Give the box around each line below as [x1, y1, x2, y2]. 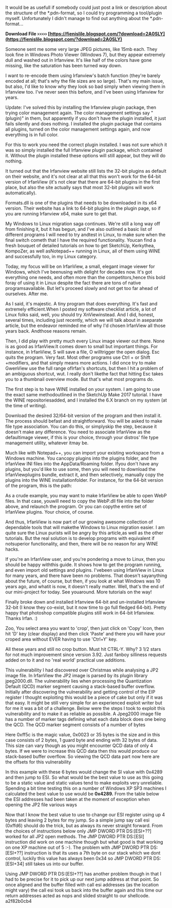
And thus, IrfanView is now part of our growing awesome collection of [5, 519, 153, 525]
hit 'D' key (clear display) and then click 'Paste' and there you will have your [5, 631, 166, 637]
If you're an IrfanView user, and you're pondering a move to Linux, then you [5, 556, 165, 562]
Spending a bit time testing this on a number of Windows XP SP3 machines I [5, 785, 167, 791]
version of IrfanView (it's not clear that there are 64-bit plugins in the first [5, 179, 160, 185]
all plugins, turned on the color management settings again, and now [5, 126, 150, 132]
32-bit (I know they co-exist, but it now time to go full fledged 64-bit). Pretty [5, 604, 167, 610]
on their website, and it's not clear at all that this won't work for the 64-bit [5, 173, 161, 179]
